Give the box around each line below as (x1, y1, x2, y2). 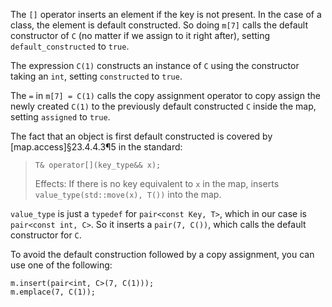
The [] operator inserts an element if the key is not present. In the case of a (10, 9, 322, 20)
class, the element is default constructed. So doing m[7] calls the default (10, 19, 309, 31)
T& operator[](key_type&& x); (34, 160, 162, 170)
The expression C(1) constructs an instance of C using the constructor (10, 60, 300, 71)
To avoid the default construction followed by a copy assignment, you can (10, 249, 315, 260)
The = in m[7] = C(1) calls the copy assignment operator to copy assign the (10, 90, 321, 101)
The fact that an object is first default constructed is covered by (10, 130, 273, 142)
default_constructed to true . (10, 40, 130, 52)
